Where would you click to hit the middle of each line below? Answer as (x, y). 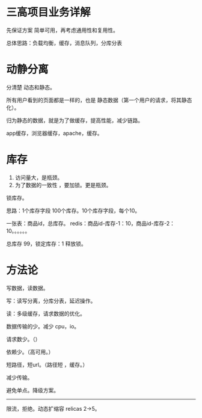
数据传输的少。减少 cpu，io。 (43, 326)
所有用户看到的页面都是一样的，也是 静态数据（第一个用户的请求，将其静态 (99, 100)
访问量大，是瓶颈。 (39, 177)
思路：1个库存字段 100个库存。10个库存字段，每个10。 (73, 211)
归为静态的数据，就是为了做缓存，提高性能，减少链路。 (75, 120)
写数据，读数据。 (27, 288)
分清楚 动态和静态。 (31, 87)
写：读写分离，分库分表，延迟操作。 (51, 301)
